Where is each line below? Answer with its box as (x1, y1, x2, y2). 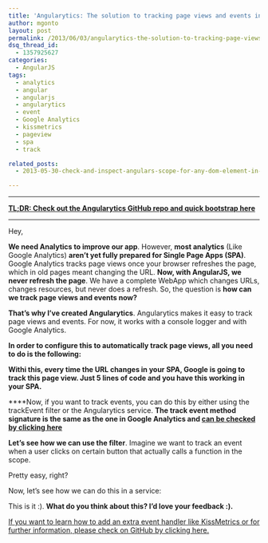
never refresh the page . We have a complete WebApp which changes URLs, (8, 276, 260, 286)
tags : (8, 71, 26, 79)
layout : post (8, 26, 52, 34)
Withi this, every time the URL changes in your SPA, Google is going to (8, 365, 246, 375)
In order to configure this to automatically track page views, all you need (8, 341, 254, 351)
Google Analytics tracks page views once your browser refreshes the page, (8, 259, 257, 268)
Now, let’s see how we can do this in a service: (8, 486, 162, 496)
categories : (8, 57, 48, 65)
